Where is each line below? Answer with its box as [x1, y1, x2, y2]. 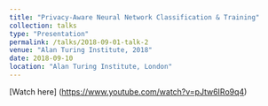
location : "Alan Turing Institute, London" [9, 63, 173, 72]
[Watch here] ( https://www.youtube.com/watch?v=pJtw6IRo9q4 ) [9, 86, 248, 97]
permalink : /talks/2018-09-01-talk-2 [9, 37, 149, 47]
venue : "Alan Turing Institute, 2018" [9, 46, 153, 55]
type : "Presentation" [9, 29, 90, 38]
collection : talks [9, 21, 77, 30]
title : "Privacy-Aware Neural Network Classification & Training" [9, 12, 260, 22]
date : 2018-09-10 [9, 54, 74, 63]
